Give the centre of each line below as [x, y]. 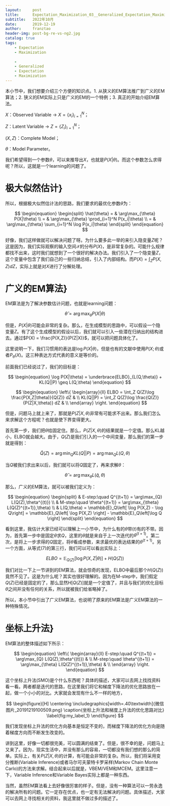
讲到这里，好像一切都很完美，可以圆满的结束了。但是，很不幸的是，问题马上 [85, 743]
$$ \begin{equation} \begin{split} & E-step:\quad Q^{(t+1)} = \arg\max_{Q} [85, 496]
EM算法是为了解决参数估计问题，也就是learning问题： [61, 303]
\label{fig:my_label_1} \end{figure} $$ [85, 715]
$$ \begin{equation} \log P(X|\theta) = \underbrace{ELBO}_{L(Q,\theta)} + [85, 377]
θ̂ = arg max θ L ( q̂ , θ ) [85, 475]
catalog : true [20, 39]
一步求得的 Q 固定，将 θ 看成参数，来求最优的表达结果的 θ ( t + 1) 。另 [94, 541]
